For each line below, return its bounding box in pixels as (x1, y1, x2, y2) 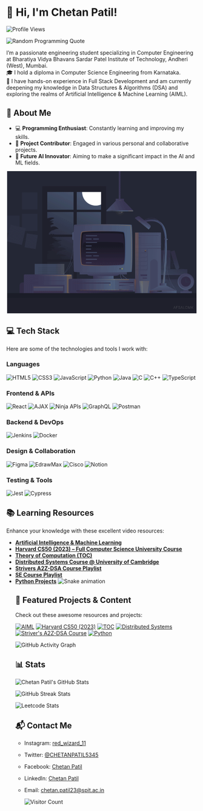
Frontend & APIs (6, 389, 55, 397)
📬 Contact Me (15, 720, 72, 730)
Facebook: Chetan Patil (24, 763, 83, 770)
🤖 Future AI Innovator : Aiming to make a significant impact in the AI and (15, 152, 195, 160)
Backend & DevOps (6, 418, 64, 426)
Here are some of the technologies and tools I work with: (6, 345, 148, 352)
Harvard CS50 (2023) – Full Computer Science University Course (15, 545, 182, 553)
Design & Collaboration (6, 447, 76, 456)
